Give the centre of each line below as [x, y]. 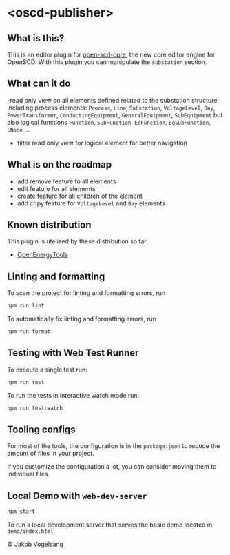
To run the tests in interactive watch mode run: [73, 395]
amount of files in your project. [51, 454]
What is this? [36, 38]
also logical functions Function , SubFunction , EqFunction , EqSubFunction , [109, 122]
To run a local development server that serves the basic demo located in [110, 525]
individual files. [29, 474]
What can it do [39, 84]
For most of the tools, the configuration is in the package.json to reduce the [114, 446]
